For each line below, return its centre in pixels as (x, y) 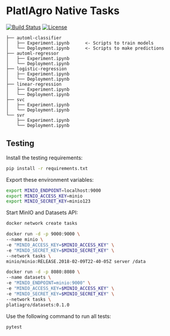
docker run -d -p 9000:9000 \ (43, 234)
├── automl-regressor (33, 53)
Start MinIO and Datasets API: (42, 212)
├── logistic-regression (36, 69)
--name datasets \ (29, 278)
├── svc (16, 99)
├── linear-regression (34, 84)
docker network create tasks (42, 224)
